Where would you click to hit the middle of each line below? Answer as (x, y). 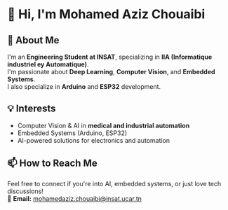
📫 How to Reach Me (52, 163)
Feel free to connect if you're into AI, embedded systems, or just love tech (114, 183)
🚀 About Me (33, 40)
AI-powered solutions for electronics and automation (94, 140)
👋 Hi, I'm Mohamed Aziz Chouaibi (106, 14)
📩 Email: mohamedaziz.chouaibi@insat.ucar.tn (75, 198)
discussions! (25, 191)
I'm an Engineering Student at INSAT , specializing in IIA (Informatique (110, 57)
